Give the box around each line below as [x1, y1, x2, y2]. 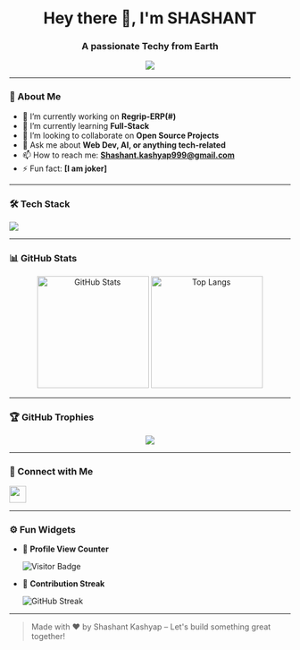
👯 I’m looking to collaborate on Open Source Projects [21, 130, 220, 141]
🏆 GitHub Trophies [9, 411, 95, 423]
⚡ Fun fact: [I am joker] [21, 163, 107, 174]
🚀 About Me [9, 90, 62, 103]
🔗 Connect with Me [9, 465, 94, 477]
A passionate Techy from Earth [81, 40, 219, 53]
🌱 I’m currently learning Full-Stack [21, 120, 150, 131]
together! [30, 631, 65, 642]
